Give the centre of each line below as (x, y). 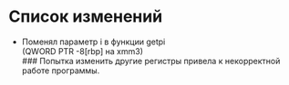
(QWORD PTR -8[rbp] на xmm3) (82, 51)
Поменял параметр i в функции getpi (93, 42)
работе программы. (61, 71)
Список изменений (86, 17)
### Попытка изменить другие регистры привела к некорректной (151, 61)
